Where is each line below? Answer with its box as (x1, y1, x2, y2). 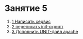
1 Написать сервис (11, 19, 51, 24)
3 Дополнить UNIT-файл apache (11, 29, 78, 34)
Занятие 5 (4, 3, 48, 14)
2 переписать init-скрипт (11, 23, 64, 29)
